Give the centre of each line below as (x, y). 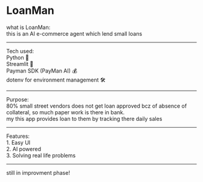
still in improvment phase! (38, 172)
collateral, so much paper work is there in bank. (66, 112)
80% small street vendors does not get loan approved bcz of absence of (97, 106)
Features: (18, 136)
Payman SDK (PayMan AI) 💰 (42, 71)
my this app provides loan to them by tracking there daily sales (84, 119)
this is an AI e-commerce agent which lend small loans (74, 33)
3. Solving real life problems (41, 155)
